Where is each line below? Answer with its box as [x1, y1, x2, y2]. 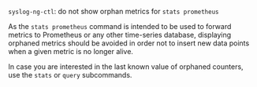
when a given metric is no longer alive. [8, 47, 134, 56]
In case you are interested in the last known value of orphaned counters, [8, 62, 244, 71]
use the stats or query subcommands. [8, 71, 132, 79]
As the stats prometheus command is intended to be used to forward [8, 22, 232, 31]
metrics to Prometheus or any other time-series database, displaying [8, 31, 232, 39]
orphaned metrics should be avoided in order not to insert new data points [8, 38, 250, 48]
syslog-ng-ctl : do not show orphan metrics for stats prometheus [8, 7, 219, 16]
